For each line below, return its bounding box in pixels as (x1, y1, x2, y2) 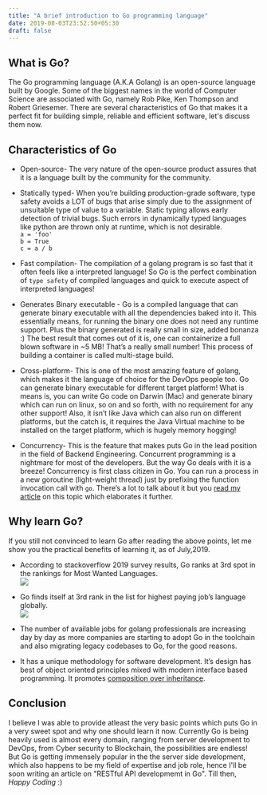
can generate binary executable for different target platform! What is (19, 383, 245, 392)
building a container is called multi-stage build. (19, 351, 174, 360)
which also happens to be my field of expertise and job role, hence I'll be (8, 760, 247, 769)
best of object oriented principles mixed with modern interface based (19, 665, 248, 674)
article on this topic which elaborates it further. (19, 492, 174, 501)
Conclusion (8, 697, 67, 710)
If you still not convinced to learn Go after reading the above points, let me (8, 536, 253, 546)
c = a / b (19, 244, 53, 252)
